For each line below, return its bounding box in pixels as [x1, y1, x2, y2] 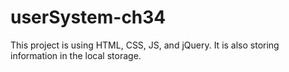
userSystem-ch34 [10, 6, 167, 29]
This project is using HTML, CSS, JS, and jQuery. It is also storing [10, 39, 280, 51]
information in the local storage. [10, 49, 142, 61]
